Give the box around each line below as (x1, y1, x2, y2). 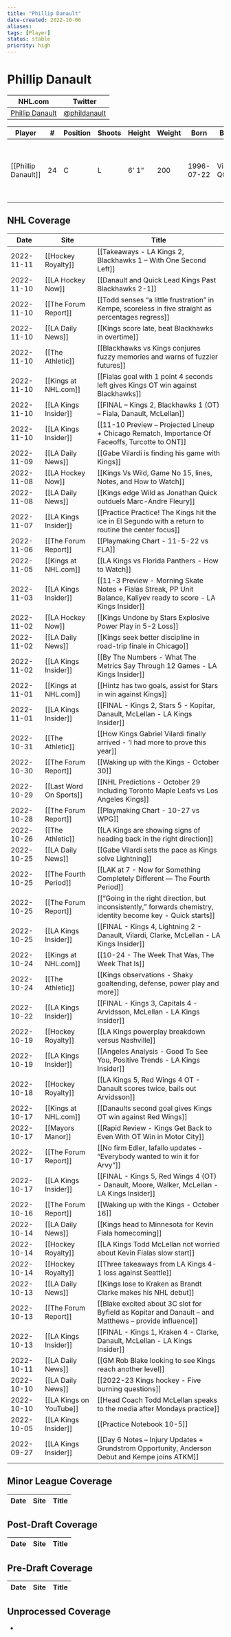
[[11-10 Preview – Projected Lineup (97, 419, 215, 429)
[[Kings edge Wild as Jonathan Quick (97, 488, 218, 497)
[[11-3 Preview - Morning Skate (97, 576, 204, 585)
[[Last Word (44, 781, 84, 791)
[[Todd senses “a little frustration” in (97, 295, 214, 304)
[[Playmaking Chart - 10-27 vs (97, 805, 200, 815)
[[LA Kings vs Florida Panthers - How (97, 556, 219, 565)
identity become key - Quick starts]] (97, 910, 215, 920)
